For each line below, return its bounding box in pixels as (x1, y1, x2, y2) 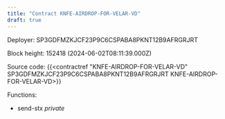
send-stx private (17, 104, 65, 112)
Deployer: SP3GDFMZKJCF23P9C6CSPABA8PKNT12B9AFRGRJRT (7, 35, 199, 44)
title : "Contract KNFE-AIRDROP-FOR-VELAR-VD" (7, 10, 141, 17)
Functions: (7, 91, 37, 99)
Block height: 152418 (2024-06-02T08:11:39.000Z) (7, 49, 152, 57)
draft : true (7, 17, 42, 24)
